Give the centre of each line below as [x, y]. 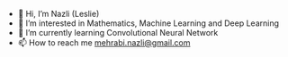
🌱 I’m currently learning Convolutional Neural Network [118, 33]
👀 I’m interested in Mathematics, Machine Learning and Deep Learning [148, 23]
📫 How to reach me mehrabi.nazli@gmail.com [104, 43]
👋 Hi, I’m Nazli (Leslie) [58, 14]
